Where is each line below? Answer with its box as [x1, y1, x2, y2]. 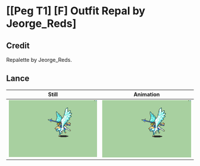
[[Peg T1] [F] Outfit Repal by [6, 4, 146, 18]
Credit [6, 40, 30, 51]
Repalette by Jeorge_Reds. [6, 57, 73, 63]
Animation [133, 91, 160, 98]
